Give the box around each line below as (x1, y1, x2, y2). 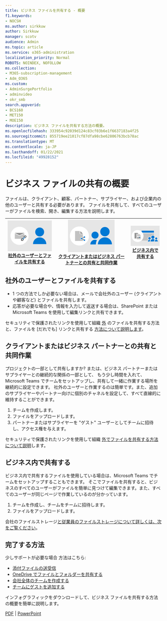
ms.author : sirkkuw (5, 24, 46, 29)
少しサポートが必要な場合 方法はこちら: (5, 554, 86, 561)
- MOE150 (5, 118, 23, 123)
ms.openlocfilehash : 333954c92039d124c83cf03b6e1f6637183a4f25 (5, 129, 139, 134)
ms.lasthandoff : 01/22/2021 (5, 150, 64, 155)
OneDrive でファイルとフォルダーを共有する (12, 571, 103, 577)
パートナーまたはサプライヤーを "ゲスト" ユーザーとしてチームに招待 (12, 419, 154, 425)
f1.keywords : (5, 13, 32, 18)
